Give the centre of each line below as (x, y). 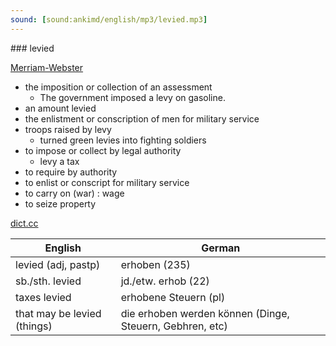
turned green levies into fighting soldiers (123, 140)
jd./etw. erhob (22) (165, 281)
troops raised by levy (68, 129)
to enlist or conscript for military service (107, 182)
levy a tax (59, 161)
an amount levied (60, 108)
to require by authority (71, 172)
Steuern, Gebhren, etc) (174, 326)
